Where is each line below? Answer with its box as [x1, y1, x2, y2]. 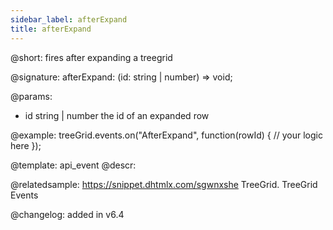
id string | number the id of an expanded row [24, 109, 210, 121]
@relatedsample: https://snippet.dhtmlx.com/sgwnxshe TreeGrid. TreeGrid [10, 178, 318, 190]
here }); [10, 139, 42, 151]
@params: [10, 90, 53, 102]
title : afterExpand [10, 24, 92, 34]
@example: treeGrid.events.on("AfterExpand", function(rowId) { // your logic [10, 129, 323, 141]
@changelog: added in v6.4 [10, 208, 125, 220]
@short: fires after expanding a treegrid [10, 51, 173, 63]
